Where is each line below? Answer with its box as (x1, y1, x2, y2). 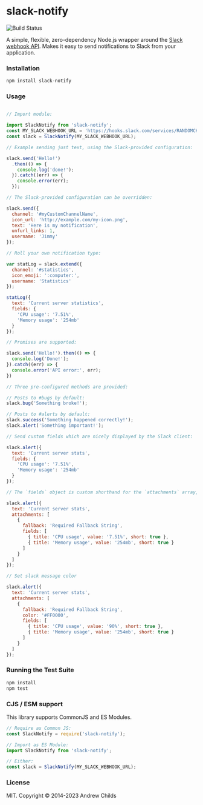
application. (6, 48, 36, 56)
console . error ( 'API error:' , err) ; (11, 367, 101, 373)
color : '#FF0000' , (22, 612, 69, 618)
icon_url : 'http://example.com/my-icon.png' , (11, 216, 129, 222)
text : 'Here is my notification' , (11, 222, 98, 229)
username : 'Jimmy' (11, 233, 59, 240)
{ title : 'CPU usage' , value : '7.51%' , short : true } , (28, 534, 169, 540)
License (6, 778, 30, 787)
